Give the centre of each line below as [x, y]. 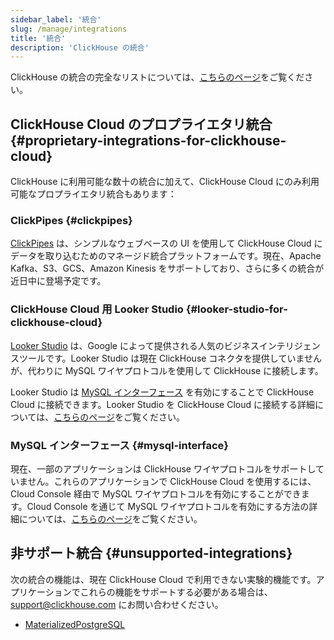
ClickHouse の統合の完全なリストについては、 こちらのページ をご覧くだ [157, 77]
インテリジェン [289, 345]
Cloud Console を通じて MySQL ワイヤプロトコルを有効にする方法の [168, 506]
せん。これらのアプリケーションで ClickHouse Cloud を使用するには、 [172, 481]
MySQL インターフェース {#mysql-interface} [119, 445]
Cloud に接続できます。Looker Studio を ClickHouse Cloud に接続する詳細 [162, 404]
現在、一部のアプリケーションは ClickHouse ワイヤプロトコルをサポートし [163, 468]
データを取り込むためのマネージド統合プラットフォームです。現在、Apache [166, 256]
